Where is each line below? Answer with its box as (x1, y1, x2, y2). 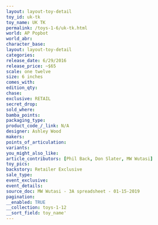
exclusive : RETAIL (6, 96, 51, 101)
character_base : (6, 42, 46, 47)
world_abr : (6, 36, 33, 42)
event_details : (6, 183, 43, 189)
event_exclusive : (6, 178, 49, 183)
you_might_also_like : (6, 150, 59, 156)
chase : (6, 90, 22, 96)
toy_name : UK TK (6, 19, 46, 25)
